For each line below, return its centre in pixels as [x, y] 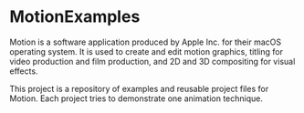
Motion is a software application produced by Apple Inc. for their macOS [145, 42]
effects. [24, 71]
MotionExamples [75, 17]
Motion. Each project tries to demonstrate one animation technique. [136, 98]
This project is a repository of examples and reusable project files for [139, 88]
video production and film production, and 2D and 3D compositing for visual [152, 61]
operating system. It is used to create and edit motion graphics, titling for [146, 51]
